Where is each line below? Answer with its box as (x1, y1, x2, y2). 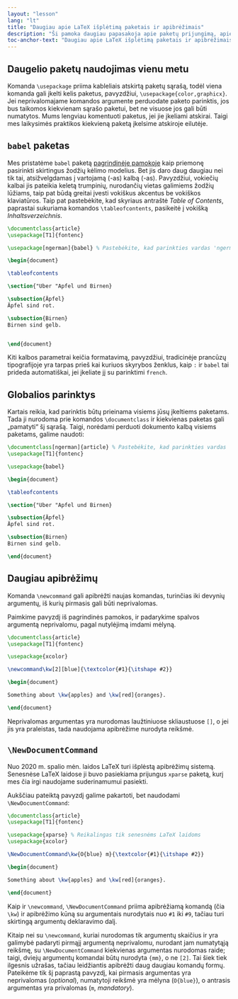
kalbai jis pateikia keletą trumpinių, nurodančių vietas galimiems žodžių (7, 181, 215, 190)
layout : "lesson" (7, 10, 59, 18)
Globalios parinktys (7, 389, 96, 401)
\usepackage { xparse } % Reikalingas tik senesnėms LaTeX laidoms (7, 831, 201, 839)
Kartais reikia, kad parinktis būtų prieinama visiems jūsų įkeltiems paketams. (7, 408, 229, 416)
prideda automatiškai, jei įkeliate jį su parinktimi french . (7, 368, 168, 377)
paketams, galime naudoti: (7, 430, 85, 439)
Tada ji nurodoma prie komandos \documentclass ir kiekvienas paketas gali (7, 415, 225, 423)
